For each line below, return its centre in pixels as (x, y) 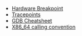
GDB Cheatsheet (32, 21)
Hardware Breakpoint (37, 8)
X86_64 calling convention (44, 27)
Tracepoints (26, 15)
